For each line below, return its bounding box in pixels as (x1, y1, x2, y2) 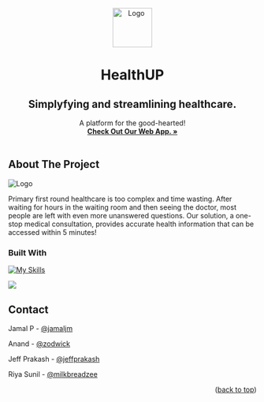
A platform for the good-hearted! (79, 118, 186, 128)
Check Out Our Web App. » (87, 127, 178, 136)
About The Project (8, 158, 100, 171)
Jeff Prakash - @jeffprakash (8, 354, 100, 363)
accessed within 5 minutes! (8, 227, 97, 236)
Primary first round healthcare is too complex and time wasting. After (8, 194, 232, 203)
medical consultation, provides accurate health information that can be (24, 219, 255, 229)
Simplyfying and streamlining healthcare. (28, 97, 237, 110)
